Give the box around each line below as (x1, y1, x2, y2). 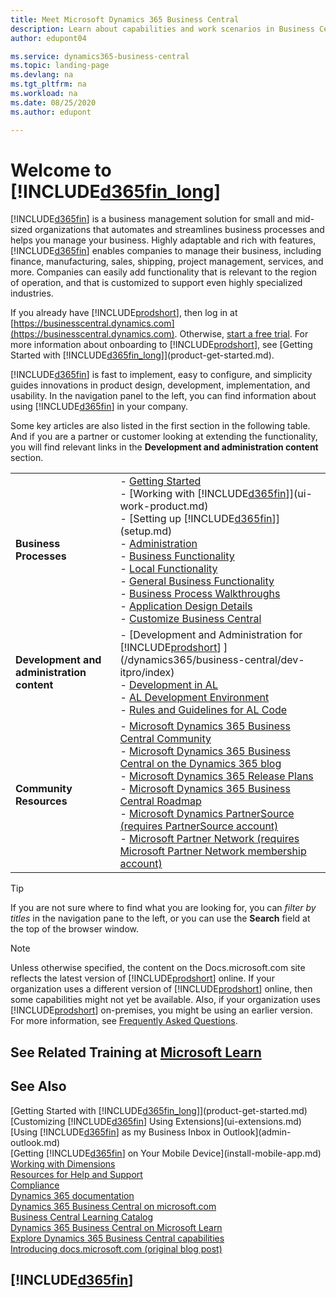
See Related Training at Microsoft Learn (10, 1044, 262, 1061)
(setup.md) (119, 524, 173, 538)
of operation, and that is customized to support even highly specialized (10, 277, 303, 289)
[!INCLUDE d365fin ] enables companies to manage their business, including (10, 245, 322, 257)
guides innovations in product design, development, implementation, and (10, 379, 311, 391)
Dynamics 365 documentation (10, 1189, 135, 1201)
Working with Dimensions (10, 1157, 116, 1170)
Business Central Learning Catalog (10, 1211, 154, 1223)
